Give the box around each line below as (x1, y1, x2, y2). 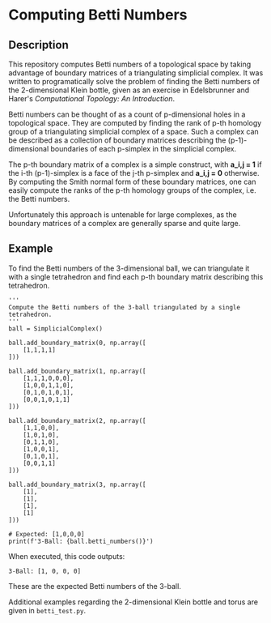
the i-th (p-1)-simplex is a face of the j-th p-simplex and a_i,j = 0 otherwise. (8, 169, 260, 177)
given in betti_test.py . (8, 605, 87, 615)
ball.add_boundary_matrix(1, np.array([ (8, 367, 147, 375)
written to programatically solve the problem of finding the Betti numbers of (8, 77, 260, 86)
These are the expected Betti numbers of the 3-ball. (8, 581, 182, 591)
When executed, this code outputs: (8, 551, 125, 561)
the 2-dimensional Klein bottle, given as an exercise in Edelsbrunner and (8, 85, 250, 95)
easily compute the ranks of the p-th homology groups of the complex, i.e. (8, 186, 256, 195)
